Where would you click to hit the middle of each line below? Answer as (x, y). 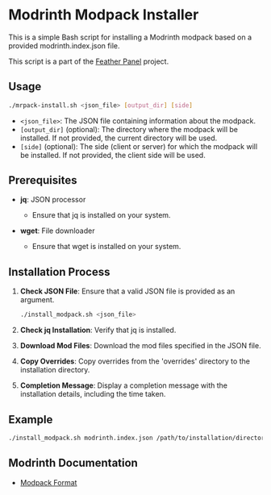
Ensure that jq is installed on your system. (101, 215)
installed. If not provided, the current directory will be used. (119, 138)
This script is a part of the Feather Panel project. (89, 61)
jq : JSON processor (53, 200)
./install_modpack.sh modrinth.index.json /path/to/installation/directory (138, 438)
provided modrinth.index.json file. (64, 45)
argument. (37, 300)
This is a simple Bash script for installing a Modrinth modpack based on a (130, 37)
